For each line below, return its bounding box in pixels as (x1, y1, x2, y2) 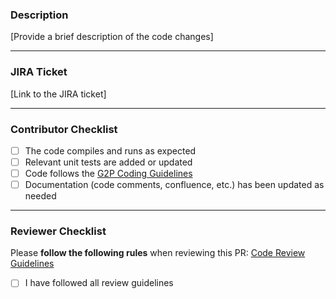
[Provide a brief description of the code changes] (10, 31, 214, 43)
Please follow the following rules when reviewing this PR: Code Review (10, 247, 306, 259)
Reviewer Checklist (10, 224, 107, 238)
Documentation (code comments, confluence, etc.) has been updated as (24, 179, 325, 191)
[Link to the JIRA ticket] (10, 88, 107, 100)
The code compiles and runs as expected (24, 144, 197, 157)
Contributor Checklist (10, 122, 118, 136)
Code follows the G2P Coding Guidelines (24, 168, 193, 180)
